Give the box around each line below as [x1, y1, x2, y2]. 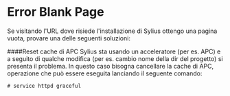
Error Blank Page [7, 4, 104, 20]
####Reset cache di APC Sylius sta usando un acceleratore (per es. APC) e [7, 47, 221, 56]
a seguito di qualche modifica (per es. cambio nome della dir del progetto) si [7, 54, 223, 62]
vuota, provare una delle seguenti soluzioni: [7, 34, 130, 42]
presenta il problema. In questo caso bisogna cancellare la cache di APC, [7, 62, 214, 70]
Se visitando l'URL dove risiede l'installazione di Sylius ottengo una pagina [7, 27, 218, 35]
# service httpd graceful [7, 82, 81, 89]
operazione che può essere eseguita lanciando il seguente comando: [7, 69, 203, 77]
